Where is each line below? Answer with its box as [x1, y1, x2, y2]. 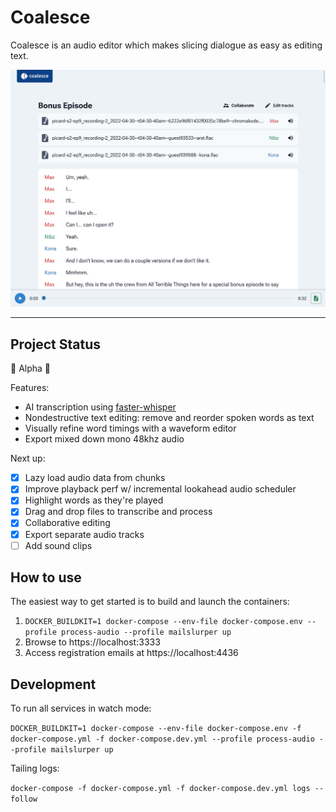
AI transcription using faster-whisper [24, 401, 177, 413]
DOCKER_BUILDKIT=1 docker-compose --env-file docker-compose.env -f [10, 724, 302, 734]
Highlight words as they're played [24, 494, 164, 506]
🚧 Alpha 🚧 [10, 362, 52, 375]
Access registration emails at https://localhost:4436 [24, 647, 239, 659]
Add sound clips [24, 539, 93, 551]
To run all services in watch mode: [10, 702, 152, 715]
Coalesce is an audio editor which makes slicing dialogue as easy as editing [10, 39, 323, 51]
